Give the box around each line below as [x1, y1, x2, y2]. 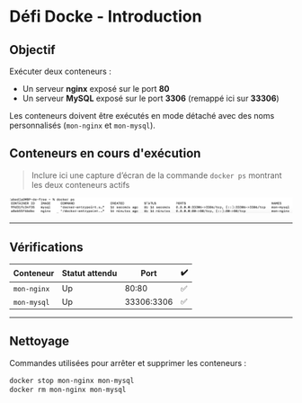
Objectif [9, 42, 56, 58]
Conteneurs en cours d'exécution [9, 146, 201, 161]
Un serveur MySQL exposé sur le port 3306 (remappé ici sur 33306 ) [22, 93, 280, 103]
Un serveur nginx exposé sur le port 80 [22, 84, 170, 94]
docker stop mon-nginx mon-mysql [9, 376, 135, 385]
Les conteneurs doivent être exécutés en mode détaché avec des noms [9, 111, 275, 121]
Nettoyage [9, 334, 70, 349]
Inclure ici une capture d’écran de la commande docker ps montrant [31, 169, 282, 181]
